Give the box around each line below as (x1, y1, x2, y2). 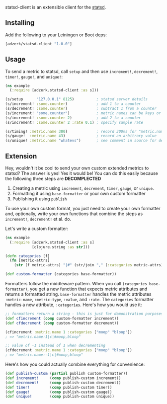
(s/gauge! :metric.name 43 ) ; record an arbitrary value (5, 134, 157, 139)
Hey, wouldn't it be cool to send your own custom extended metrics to (5, 165, 149, 171)
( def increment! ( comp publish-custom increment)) (5, 375, 121, 381)
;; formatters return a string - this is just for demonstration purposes (5, 312, 164, 317)
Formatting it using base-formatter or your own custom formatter (12, 190, 146, 196)
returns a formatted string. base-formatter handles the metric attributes (5, 291, 152, 297)
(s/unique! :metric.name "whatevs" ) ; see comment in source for (5, 138, 157, 143)
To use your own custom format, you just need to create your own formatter (5, 205, 161, 211)
